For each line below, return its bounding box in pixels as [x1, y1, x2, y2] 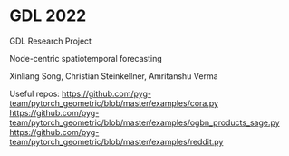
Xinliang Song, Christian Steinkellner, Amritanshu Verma [9, 70, 219, 82]
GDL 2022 [9, 5, 87, 26]
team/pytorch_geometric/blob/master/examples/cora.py [9, 97, 219, 109]
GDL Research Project [9, 35, 92, 46]
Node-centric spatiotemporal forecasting [9, 53, 163, 63]
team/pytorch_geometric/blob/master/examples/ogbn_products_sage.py [9, 117, 280, 128]
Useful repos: [9, 88, 61, 99]
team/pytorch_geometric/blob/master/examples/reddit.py [9, 136, 224, 147]
